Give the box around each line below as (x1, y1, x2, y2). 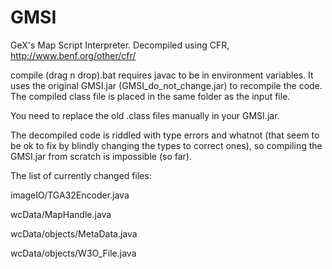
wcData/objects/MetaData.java (10, 227, 138, 240)
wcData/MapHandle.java (10, 208, 112, 220)
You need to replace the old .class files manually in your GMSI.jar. (10, 109, 280, 121)
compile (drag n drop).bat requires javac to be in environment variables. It (10, 69, 314, 81)
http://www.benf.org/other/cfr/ (10, 49, 137, 61)
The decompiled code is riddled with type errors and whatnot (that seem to (10, 129, 320, 141)
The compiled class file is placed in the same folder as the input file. (10, 90, 291, 102)
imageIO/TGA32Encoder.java (10, 189, 130, 201)
